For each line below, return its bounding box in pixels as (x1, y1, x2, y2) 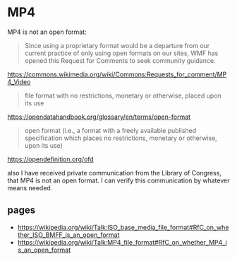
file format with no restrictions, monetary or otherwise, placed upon (24, 91, 222, 100)
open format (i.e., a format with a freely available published (24, 126, 197, 134)
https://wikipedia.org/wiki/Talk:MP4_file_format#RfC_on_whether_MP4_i (17, 238, 227, 246)
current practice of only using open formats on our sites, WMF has (24, 49, 219, 57)
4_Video (7, 77, 31, 86)
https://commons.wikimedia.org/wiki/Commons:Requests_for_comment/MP (7, 70, 227, 79)
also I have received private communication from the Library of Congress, (7, 168, 222, 177)
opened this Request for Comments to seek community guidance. (24, 56, 216, 64)
